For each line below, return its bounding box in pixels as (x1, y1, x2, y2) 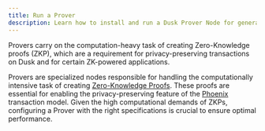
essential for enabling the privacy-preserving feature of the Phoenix (8, 89, 229, 98)
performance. (8, 114, 53, 123)
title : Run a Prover (8, 11, 77, 20)
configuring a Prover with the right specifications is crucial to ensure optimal (8, 105, 256, 115)
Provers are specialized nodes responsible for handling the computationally (8, 72, 254, 82)
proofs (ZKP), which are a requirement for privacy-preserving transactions (8, 49, 250, 58)
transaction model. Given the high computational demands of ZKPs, (8, 97, 228, 107)
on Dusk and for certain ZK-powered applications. (8, 56, 170, 67)
